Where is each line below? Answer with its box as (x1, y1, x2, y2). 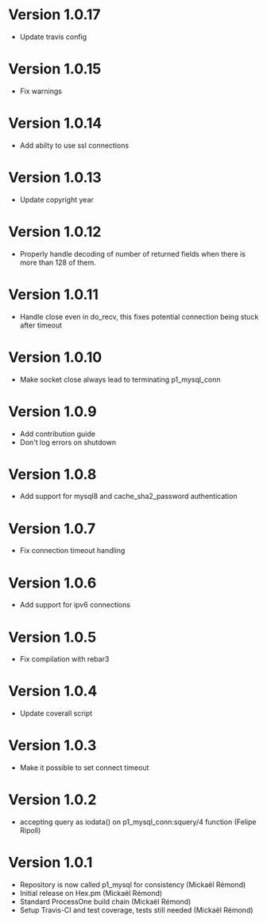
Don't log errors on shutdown (19, 437, 117, 447)
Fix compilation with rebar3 (19, 654, 110, 664)
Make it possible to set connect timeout (19, 763, 149, 772)
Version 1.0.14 (8, 114, 103, 132)
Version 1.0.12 (8, 222, 102, 241)
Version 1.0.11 (8, 285, 99, 304)
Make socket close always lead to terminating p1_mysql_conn (19, 375, 221, 384)
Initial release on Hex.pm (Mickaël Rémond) (19, 889, 163, 897)
